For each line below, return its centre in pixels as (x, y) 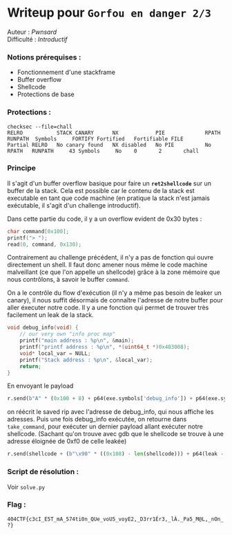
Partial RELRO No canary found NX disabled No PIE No (109, 145)
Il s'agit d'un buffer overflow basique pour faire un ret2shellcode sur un (109, 183)
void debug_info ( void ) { (43, 328)
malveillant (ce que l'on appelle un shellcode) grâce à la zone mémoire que (114, 272)
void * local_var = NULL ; (55, 353)
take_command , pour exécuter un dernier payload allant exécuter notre (105, 426)
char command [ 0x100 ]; (38, 231)
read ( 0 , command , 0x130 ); (44, 244)
